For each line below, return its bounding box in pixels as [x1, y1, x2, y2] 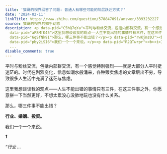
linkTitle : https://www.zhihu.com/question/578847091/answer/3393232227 [5, 16, 159, 21]
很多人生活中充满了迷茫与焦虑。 [9, 75, 75, 81]
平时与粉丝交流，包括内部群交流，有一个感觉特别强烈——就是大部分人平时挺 [5, 63, 162, 69]
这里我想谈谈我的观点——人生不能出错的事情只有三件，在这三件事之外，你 [5, 86, 158, 92]
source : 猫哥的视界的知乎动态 [5, 21, 61, 26]
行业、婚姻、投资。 [5, 113, 45, 119]
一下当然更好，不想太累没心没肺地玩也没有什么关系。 [13, 92, 123, 98]
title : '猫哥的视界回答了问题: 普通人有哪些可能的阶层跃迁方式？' [5, 7, 126, 12]
